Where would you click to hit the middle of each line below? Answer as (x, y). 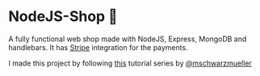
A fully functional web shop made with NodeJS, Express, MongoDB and (128, 39)
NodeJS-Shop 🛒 (63, 17)
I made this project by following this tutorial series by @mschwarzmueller (130, 63)
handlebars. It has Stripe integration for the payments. (98, 47)
